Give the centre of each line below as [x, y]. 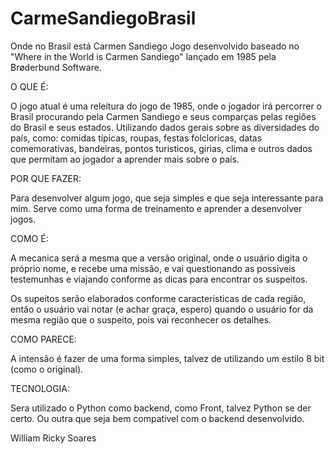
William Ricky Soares [53, 438]
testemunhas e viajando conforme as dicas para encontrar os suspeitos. [159, 279]
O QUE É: [29, 86]
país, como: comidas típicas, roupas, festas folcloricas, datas [136, 138]
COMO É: [29, 238]
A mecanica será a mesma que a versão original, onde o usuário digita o [159, 258]
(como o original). [47, 369]
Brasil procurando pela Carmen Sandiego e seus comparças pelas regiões [163, 116]
